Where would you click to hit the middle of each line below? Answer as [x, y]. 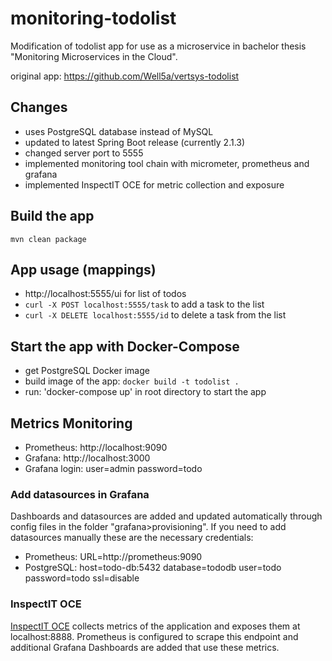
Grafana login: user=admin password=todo [113, 468]
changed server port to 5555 [84, 153]
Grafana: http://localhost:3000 [87, 458]
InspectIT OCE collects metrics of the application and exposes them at [155, 626]
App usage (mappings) [83, 269]
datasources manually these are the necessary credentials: [132, 538]
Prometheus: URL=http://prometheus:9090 [113, 557]
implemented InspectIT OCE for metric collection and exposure [154, 184]
